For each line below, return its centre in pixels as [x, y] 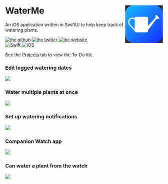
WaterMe [25, 11]
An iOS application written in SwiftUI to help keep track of [64, 25]
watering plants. [22, 30]
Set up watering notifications [41, 117]
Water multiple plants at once [42, 92]
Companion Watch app [33, 141]
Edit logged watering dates [38, 68]
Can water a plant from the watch [46, 166]
